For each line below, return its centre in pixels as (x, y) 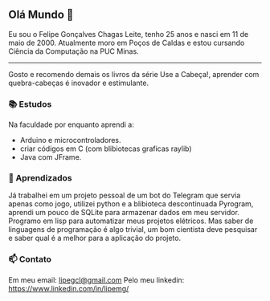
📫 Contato (30, 259)
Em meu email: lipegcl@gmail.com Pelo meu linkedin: (96, 280)
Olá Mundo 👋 (41, 15)
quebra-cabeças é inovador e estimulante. (79, 83)
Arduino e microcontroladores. (71, 140)
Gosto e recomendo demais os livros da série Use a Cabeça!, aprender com (134, 74)
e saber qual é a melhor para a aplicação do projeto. (95, 238)
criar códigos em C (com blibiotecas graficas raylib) (106, 148)
